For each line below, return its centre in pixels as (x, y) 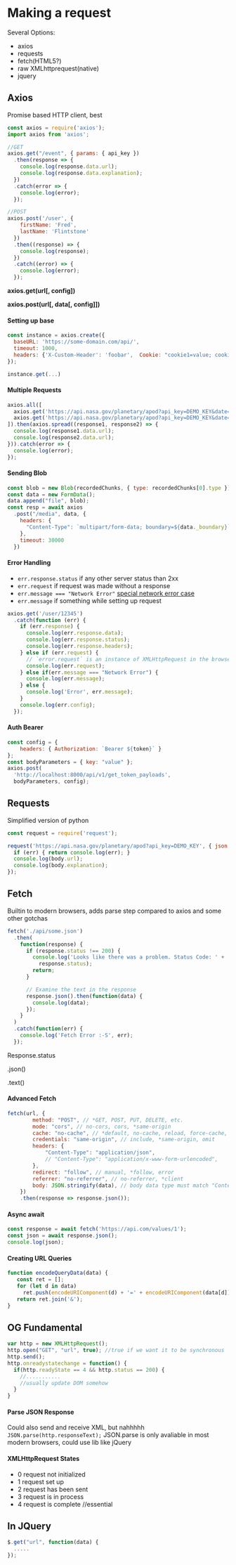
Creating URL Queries (40, 1258)
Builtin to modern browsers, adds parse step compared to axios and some (114, 911)
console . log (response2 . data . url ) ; (64, 438)
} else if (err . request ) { (59, 652)
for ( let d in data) (47, 1286)
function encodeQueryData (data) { (58, 1273)
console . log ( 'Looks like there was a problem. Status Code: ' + (129, 957)
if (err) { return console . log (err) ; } (72, 852)
